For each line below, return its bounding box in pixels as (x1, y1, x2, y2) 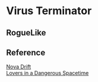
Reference (6, 47, 46, 57)
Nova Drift (6, 63, 31, 70)
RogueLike (6, 28, 46, 38)
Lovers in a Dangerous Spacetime (6, 70, 89, 77)
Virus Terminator (6, 4, 92, 18)
